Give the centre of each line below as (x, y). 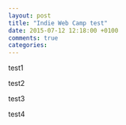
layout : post (30, 16)
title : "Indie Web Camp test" (58, 23)
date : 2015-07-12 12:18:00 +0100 (63, 30)
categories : (28, 45)
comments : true (33, 38)
